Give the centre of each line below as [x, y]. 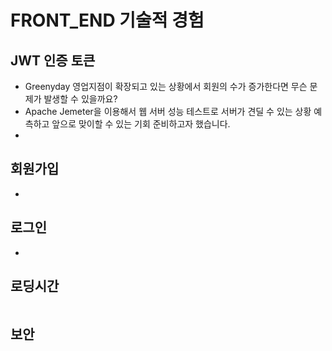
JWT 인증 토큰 [53, 60]
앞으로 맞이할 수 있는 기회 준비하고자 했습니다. [141, 124]
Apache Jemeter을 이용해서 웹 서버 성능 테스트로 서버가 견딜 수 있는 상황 [168, 111]
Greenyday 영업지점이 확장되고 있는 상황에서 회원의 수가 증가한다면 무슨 [166, 86]
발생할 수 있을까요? [80, 99]
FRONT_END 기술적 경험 [107, 20]
